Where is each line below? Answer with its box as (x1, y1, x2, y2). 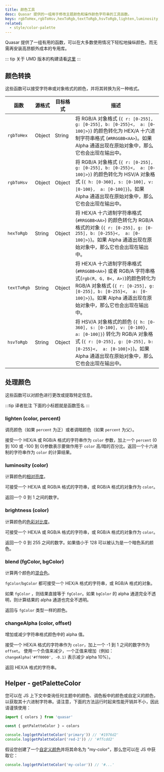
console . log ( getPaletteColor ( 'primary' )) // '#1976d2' (5, 732, 119, 737)
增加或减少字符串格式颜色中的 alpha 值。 (5, 632, 87, 637)
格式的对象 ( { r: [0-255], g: (75, 224, 143, 231)
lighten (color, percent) (5, 415, 61, 421)
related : (5, 21, 23, 26)
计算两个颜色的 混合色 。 (5, 570, 52, 576)
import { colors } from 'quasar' (5, 715, 73, 720)
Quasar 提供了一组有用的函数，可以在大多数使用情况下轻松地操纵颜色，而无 (5, 40, 158, 46)
